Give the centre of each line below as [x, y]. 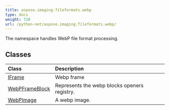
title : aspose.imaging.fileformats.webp [49, 10]
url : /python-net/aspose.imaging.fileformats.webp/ [61, 24]
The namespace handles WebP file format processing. [62, 39]
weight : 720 [18, 19]
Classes [18, 54]
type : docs [17, 15]
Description [69, 69]
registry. [65, 92]
